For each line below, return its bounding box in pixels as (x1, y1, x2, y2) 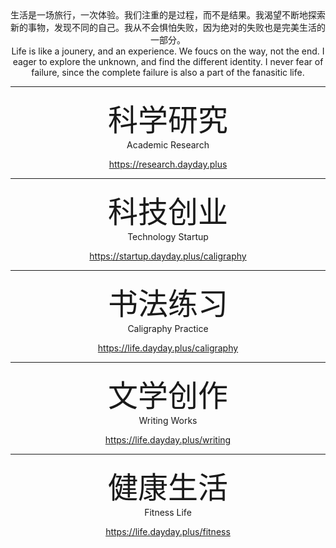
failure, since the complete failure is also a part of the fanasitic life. (31, 67, 305, 78)
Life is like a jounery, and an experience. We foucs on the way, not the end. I (11, 45, 325, 57)
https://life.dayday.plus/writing (104, 434, 232, 446)
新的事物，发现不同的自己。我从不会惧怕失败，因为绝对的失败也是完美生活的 (10, 22, 326, 33)
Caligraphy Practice (127, 323, 209, 334)
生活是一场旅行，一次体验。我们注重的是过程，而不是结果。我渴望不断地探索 (10, 9, 326, 21)
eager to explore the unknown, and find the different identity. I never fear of (12, 56, 324, 67)
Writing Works (138, 415, 198, 426)
